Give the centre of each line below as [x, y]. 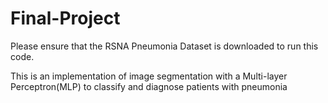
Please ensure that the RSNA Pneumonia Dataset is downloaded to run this [164, 46]
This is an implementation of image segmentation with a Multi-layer [149, 76]
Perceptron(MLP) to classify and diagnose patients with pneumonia [149, 86]
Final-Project [65, 18]
